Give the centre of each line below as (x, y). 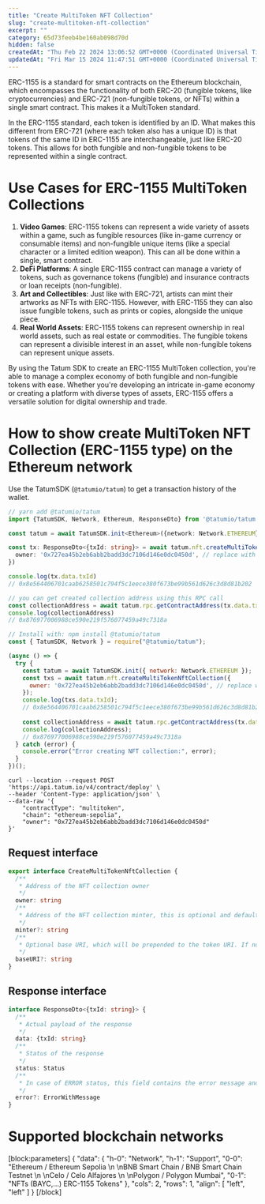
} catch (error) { (46, 744)
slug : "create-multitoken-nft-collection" (79, 23)
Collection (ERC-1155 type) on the (121, 450)
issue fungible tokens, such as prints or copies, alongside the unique (131, 310)
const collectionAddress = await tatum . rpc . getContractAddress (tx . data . (130, 605)
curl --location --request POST (61, 781)
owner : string (38, 901)
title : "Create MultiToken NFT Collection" (81, 15)
